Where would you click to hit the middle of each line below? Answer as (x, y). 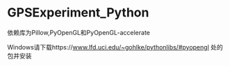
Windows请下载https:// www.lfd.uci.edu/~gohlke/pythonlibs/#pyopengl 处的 (115, 47)
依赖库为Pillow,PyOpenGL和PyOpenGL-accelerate (79, 32)
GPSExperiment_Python (78, 13)
